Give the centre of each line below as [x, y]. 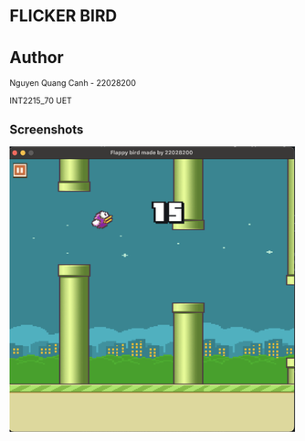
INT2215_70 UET [41, 100]
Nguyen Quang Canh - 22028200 [73, 83]
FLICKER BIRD [63, 16]
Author [37, 58]
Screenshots [47, 129]
